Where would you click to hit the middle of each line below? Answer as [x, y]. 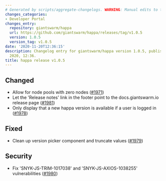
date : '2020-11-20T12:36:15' [35, 46]
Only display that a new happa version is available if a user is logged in [84, 108]
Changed [20, 80]
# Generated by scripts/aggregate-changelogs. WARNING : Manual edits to [82, 10]
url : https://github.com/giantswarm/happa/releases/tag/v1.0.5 [76, 33]
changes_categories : [26, 14]
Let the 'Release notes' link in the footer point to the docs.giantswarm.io [85, 97]
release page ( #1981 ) [34, 103]
